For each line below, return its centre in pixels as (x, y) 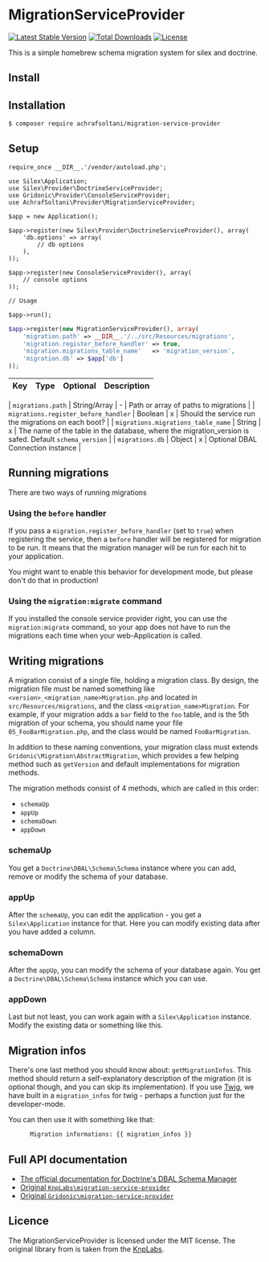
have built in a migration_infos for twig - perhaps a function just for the (126, 1096)
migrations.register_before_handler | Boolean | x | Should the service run (132, 414)
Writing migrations (56, 661)
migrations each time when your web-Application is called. (105, 635)
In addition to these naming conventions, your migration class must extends (133, 747)
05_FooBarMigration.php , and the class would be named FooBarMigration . (129, 732)
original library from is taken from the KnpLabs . (86, 1249)
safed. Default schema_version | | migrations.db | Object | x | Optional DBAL (133, 439)
